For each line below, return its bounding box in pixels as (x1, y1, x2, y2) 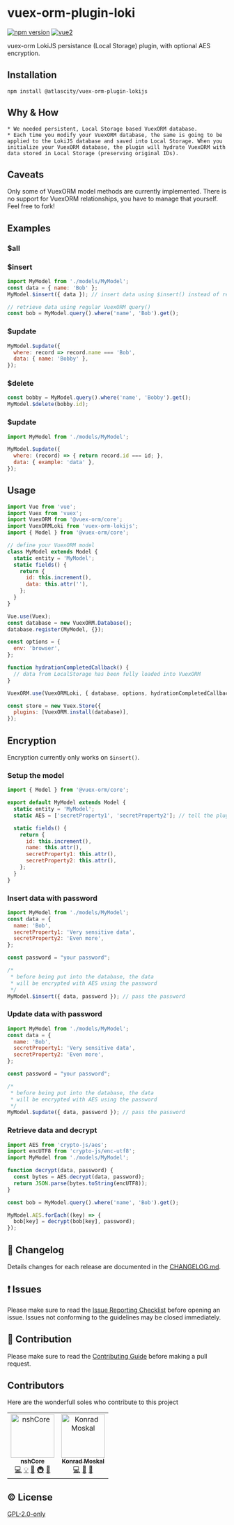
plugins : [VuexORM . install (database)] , (13, 709, 130, 716)
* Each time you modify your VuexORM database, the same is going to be (7, 131, 223, 138)
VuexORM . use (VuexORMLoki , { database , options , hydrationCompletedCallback (7, 690, 232, 697)
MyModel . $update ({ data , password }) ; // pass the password (7, 1109, 186, 1116)
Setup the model (7, 770, 65, 780)
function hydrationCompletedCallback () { (7, 664, 130, 672)
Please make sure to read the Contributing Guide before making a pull (7, 1352, 208, 1360)
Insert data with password (7, 893, 97, 903)
